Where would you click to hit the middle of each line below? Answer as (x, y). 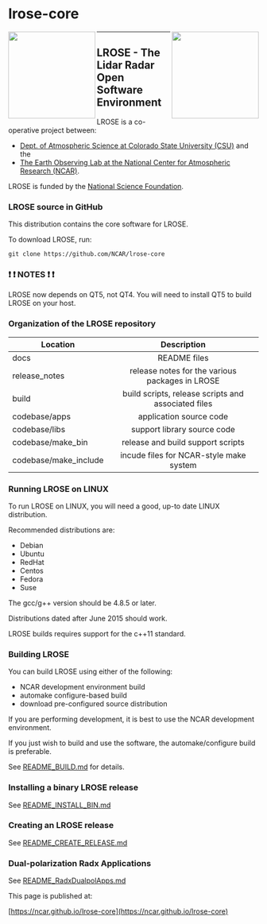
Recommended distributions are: (62, 530)
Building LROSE (39, 654)
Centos (31, 570)
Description (183, 344)
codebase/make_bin (50, 442)
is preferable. (30, 752)
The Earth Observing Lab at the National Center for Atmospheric (125, 162)
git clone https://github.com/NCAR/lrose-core (87, 254)
